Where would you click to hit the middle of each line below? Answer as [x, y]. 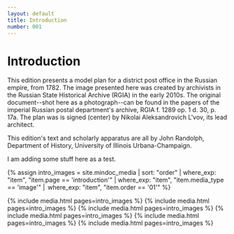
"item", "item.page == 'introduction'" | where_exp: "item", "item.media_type [116, 180]
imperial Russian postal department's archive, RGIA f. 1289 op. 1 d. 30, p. [112, 110]
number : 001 [24, 26]
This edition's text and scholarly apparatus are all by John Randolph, [106, 138]
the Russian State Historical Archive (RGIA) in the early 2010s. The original [114, 95]
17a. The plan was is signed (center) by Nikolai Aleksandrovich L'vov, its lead [117, 117]
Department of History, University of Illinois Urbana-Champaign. [100, 146]
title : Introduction [37, 20]
